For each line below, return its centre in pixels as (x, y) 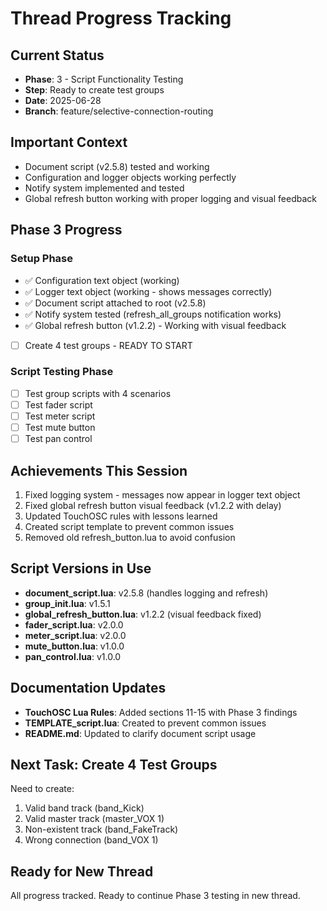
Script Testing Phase (62, 372)
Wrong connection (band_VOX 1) (91, 840)
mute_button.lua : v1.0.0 (74, 646)
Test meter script (60, 416)
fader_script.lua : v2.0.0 (74, 624)
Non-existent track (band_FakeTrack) (101, 829)
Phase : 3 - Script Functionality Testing (104, 79)
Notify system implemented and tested (104, 188)
